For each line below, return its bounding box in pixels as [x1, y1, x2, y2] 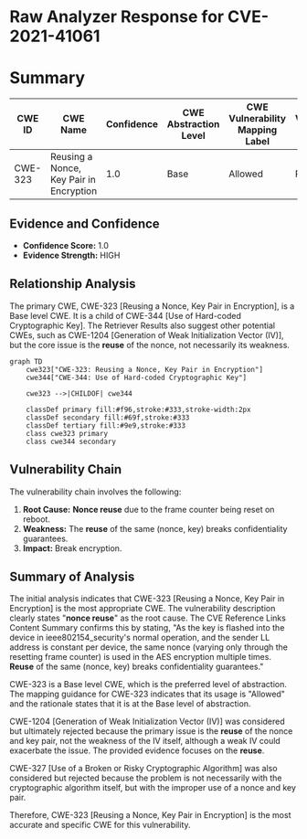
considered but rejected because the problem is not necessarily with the [9, 772, 282, 783]
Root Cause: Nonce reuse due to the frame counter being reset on [22, 504, 275, 515]
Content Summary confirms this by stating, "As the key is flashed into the [9, 622, 285, 633]
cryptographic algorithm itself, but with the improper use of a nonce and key [9, 782, 297, 793]
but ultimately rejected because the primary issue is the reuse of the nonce [9, 726, 293, 737]
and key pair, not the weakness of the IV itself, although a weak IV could [9, 736, 281, 747]
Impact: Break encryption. [22, 542, 122, 554]
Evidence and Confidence [9, 216, 160, 231]
